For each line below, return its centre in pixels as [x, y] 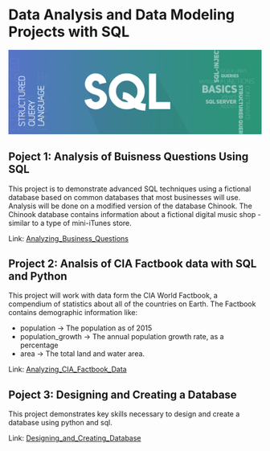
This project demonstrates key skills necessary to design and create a [124, 414]
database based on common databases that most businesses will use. [125, 197]
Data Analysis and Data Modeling [122, 15]
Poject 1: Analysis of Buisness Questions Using [129, 157]
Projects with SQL [69, 32]
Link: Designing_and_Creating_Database [75, 438]
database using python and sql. [60, 423]
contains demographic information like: [73, 313]
